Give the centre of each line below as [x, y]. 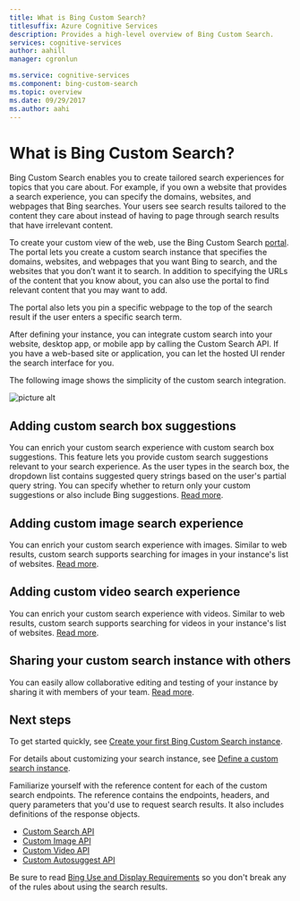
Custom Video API [56, 851]
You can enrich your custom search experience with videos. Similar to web [147, 614]
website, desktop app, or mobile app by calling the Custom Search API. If [144, 344]
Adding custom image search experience [127, 523]
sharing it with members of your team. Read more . [102, 691]
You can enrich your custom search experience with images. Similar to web [148, 545]
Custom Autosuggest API [69, 860]
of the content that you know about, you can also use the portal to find [139, 281]
